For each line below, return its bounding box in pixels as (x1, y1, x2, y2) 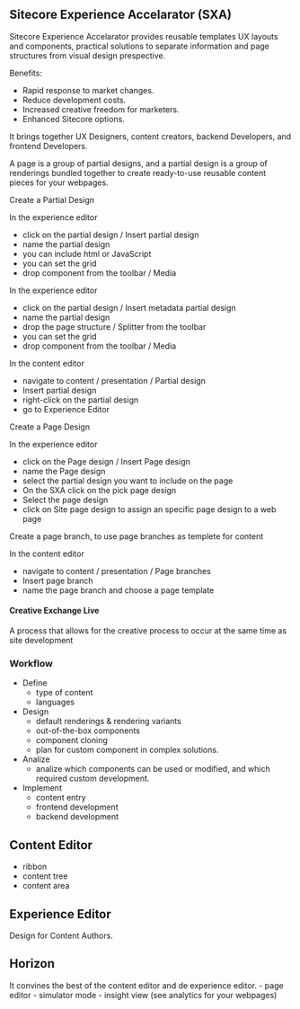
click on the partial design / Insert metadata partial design (22, 302, 236, 313)
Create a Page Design (9, 421, 91, 432)
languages (35, 696, 75, 708)
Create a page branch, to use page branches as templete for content (9, 530, 264, 542)
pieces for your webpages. (9, 177, 110, 188)
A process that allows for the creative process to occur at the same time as (9, 625, 287, 636)
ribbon (22, 862, 48, 872)
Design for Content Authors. (9, 930, 114, 941)
